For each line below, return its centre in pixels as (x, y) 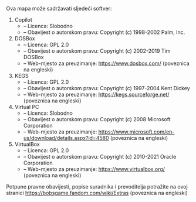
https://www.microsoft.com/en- (136, 132)
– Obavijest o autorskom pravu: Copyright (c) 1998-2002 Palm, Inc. (104, 32)
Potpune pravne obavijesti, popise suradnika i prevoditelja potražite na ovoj (97, 186)
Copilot (23, 20)
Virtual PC (27, 107)
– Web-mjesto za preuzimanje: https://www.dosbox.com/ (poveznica (106, 63)
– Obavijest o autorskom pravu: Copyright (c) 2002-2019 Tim (97, 51)
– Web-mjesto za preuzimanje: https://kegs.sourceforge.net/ (96, 94)
